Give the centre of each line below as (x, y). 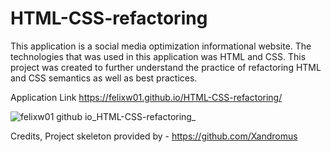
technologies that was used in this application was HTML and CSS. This (158, 56)
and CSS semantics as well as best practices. (104, 78)
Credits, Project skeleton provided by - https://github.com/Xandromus (154, 136)
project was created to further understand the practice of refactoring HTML (166, 67)
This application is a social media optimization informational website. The (161, 46)
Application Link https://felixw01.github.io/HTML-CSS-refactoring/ (146, 97)
